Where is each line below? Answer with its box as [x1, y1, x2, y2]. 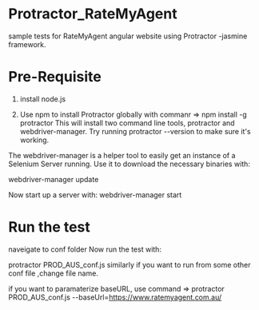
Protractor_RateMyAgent [8, 5, 177, 23]
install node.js [19, 93, 66, 104]
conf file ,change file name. [8, 268, 98, 278]
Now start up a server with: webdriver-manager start [8, 189, 182, 200]
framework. [8, 39, 46, 49]
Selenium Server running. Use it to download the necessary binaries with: [8, 159, 250, 169]
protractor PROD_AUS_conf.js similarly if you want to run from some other [8, 260, 251, 269]
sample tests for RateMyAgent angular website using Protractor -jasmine [8, 31, 248, 41]
